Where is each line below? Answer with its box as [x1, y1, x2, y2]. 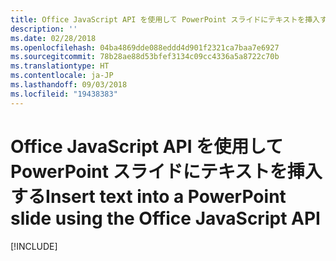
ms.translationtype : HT [10, 61, 110, 71]
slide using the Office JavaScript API [10, 207, 321, 230]
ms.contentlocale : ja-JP [10, 71, 114, 81]
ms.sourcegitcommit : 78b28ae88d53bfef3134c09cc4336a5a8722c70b [10, 52, 280, 62]
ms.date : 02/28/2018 [10, 33, 97, 43]
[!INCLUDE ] [10, 240, 58, 252]
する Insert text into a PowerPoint [10, 185, 287, 208]
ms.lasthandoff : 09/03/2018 [10, 80, 128, 90]
